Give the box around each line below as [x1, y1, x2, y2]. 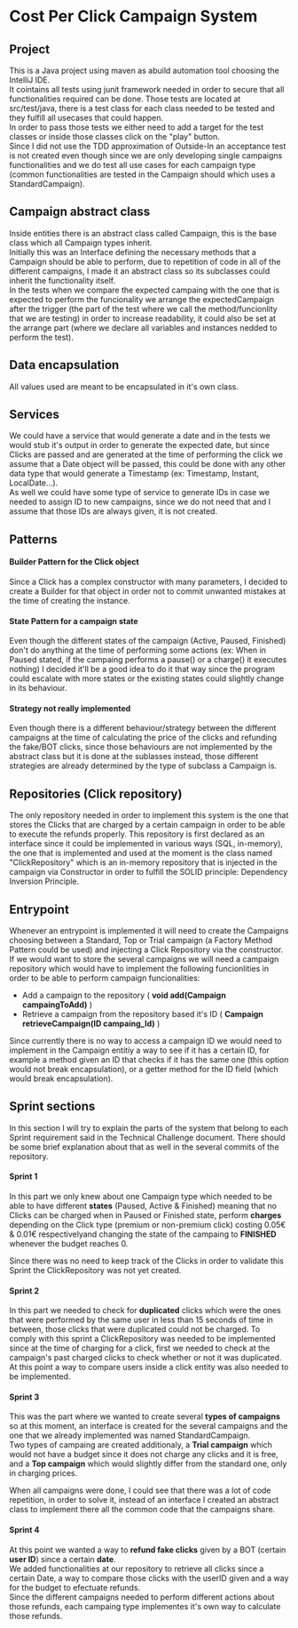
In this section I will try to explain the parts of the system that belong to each [9, 1122, 288, 1133]
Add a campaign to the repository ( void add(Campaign [21, 990, 226, 1001]
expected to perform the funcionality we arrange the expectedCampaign [9, 293, 275, 304]
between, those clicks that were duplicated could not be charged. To [9, 1324, 261, 1335]
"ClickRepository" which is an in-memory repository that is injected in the [9, 857, 278, 868]
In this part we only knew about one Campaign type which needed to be [9, 1191, 273, 1202]
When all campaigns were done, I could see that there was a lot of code [9, 1485, 272, 1496]
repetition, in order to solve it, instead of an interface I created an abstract [9, 1495, 279, 1505]
